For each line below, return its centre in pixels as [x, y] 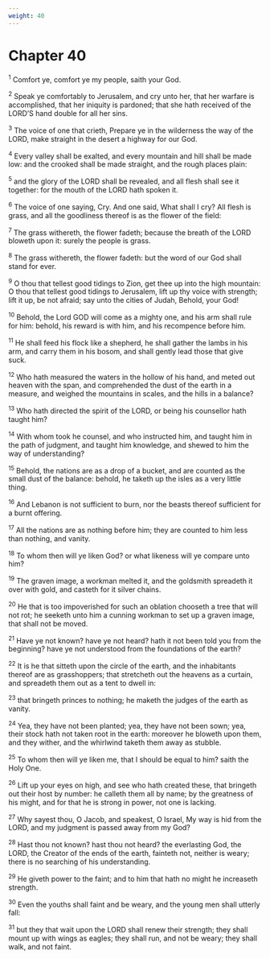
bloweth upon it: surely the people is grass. [80, 241]
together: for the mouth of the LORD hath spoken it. [93, 189]
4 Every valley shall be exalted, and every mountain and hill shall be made [130, 155]
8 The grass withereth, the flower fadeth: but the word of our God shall [125, 257]
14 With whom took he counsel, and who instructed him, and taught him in [130, 436]
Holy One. [25, 768]
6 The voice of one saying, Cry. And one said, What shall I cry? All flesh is [130, 206]
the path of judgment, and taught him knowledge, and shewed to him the [129, 444]
